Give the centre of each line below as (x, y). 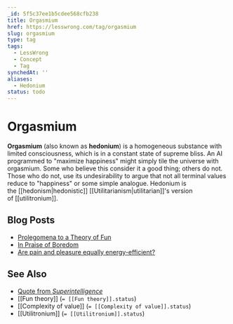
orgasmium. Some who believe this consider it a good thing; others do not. (115, 168)
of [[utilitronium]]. (33, 198)
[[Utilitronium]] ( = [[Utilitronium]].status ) (81, 313)
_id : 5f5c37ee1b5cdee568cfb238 (53, 14)
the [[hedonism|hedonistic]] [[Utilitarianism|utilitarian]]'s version (100, 191)
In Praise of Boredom (48, 244)
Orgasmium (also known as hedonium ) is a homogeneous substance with (115, 146)
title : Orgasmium (33, 20)
